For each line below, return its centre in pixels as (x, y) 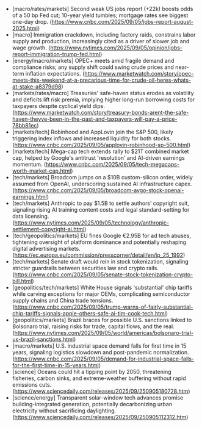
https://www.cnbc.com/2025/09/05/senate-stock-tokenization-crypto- (104, 274)
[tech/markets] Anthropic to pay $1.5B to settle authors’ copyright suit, (100, 203)
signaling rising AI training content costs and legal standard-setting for (101, 210)
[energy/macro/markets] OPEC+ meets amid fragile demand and (93, 61)
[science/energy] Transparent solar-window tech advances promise (98, 398)
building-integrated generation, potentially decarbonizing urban (92, 404)
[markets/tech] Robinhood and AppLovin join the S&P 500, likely (93, 132)
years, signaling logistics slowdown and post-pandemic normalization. (100, 352)
